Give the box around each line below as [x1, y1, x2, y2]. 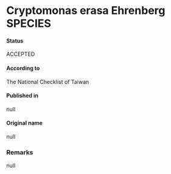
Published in [6, 92, 38, 99]
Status [6, 37, 24, 44]
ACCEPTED [6, 50, 35, 58]
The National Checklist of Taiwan [6, 78, 89, 85]
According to [6, 64, 40, 72]
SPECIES [6, 16, 52, 30]
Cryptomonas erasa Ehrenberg [6, 4, 166, 18]
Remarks [6, 148, 33, 156]
